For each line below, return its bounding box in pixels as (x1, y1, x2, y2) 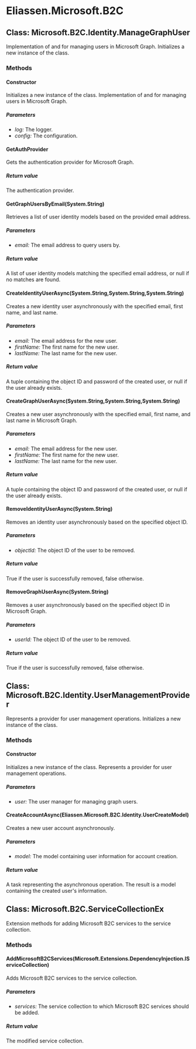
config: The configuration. (14, 132, 78, 139)
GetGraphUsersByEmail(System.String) (6, 200, 105, 207)
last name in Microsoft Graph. (6, 417, 78, 424)
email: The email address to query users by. (14, 242, 121, 249)
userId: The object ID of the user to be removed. (14, 636, 131, 643)
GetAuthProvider (6, 146, 49, 153)
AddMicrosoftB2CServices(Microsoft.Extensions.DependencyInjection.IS (6, 955, 190, 962)
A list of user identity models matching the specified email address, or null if (6, 270, 190, 277)
